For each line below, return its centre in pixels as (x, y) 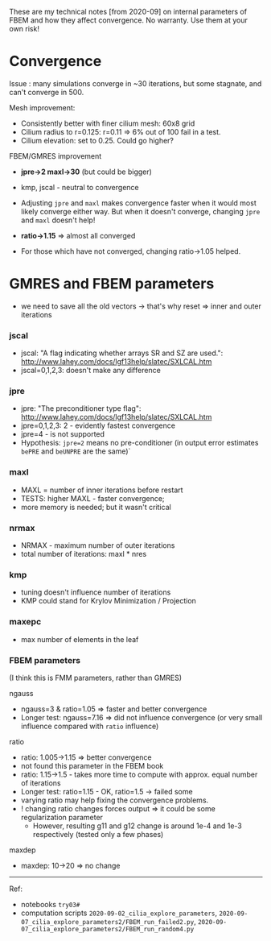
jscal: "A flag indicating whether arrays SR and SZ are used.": (122, 353)
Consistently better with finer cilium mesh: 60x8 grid (108, 123)
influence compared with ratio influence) (90, 726)
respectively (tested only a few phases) (98, 834)
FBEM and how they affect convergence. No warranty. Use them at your (128, 20)
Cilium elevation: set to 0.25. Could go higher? (97, 140)
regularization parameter (62, 817)
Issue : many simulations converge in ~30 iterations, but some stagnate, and (135, 83)
